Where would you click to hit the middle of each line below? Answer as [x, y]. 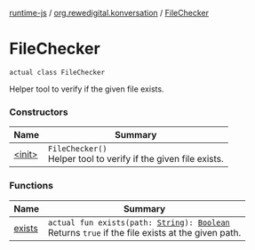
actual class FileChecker [57, 72]
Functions [31, 186]
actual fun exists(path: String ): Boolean [139, 222]
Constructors [39, 112]
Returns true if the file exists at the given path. [144, 232]
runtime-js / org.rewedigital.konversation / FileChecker [109, 13]
